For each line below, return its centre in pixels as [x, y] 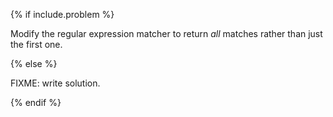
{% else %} [34, 63]
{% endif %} [36, 102]
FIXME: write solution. [55, 83]
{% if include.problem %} [62, 14]
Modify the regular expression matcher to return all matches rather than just [166, 33]
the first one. [36, 44]
